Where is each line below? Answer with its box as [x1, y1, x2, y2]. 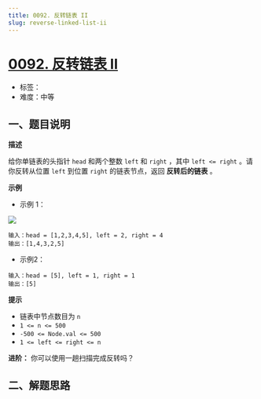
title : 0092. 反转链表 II [8, 11, 89, 20]
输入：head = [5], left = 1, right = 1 [8, 272, 135, 280]
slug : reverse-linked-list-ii [8, 19, 108, 27]
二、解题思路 [8, 379, 71, 392]
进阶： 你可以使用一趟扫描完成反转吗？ [8, 353, 134, 363]
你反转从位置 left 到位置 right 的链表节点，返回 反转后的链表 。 [8, 167, 218, 176]
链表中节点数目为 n [19, 312, 81, 321]
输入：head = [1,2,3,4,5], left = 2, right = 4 [8, 232, 164, 240]
